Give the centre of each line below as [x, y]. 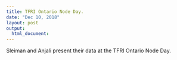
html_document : [30, 34]
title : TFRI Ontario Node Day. [45, 12]
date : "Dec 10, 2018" [33, 17]
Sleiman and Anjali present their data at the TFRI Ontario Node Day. [89, 50]
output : [16, 28]
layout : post [22, 23]
